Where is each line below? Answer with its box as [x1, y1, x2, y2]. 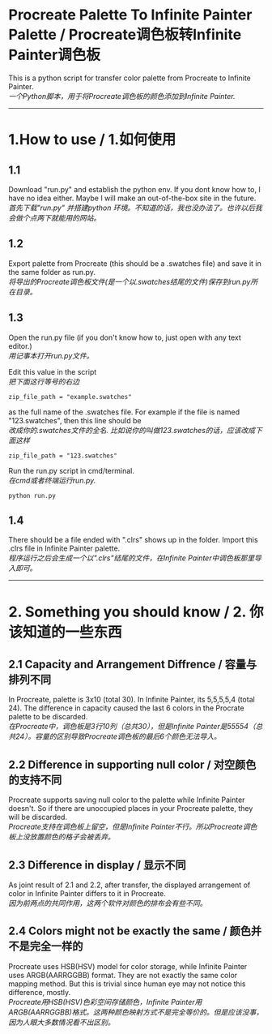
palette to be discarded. [8, 712, 88, 722]
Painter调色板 [8, 46, 101, 64]
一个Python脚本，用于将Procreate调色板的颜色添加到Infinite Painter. [8, 91, 236, 101]
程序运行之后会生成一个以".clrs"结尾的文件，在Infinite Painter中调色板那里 [8, 553, 255, 563]
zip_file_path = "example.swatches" [8, 393, 132, 401]
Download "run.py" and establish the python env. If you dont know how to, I [8, 184, 261, 194]
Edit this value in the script [8, 367, 97, 376]
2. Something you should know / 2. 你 [8, 603, 264, 621]
